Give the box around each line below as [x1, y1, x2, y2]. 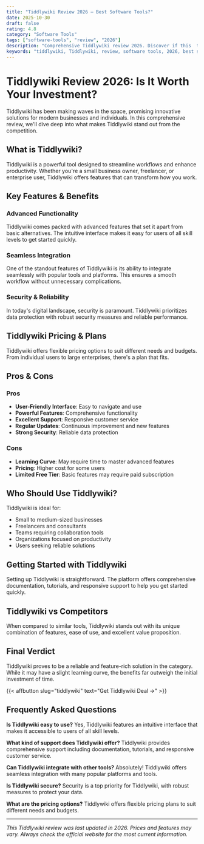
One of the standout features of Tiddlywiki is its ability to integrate [6, 265, 172, 272]
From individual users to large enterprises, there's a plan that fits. [6, 353, 169, 361]
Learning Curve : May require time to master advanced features [15, 458, 174, 465]
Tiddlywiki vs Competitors [6, 606, 108, 616]
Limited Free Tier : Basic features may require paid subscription [15, 471, 174, 478]
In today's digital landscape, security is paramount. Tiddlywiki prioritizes [6, 307, 188, 314]
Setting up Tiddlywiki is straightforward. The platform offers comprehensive [6, 576, 196, 583]
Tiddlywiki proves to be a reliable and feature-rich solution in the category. [6, 662, 193, 670]
